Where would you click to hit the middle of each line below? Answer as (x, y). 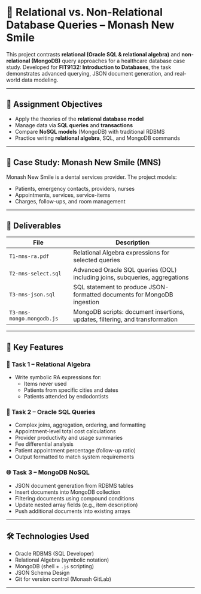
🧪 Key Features (35, 347)
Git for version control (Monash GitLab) (63, 579)
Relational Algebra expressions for (121, 253)
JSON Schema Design (42, 573)
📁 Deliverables (34, 225)
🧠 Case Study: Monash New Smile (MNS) (84, 162)
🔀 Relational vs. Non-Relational (84, 12)
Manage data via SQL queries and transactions (74, 125)
